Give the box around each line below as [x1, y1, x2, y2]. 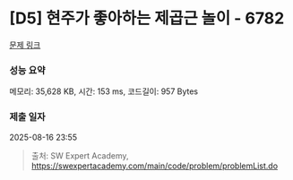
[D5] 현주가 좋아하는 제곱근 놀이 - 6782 [9, 8, 285, 29]
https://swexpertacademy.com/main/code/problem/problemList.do [30, 160, 279, 171]
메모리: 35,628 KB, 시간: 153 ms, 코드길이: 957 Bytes [9, 86, 199, 97]
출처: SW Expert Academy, [30, 150, 129, 161]
